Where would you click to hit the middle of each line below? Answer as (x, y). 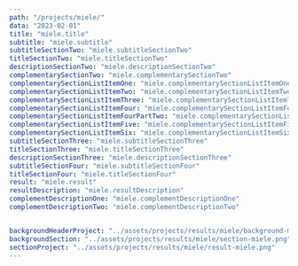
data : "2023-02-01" (45, 26)
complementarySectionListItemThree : (77, 100)
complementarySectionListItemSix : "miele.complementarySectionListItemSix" (152, 133)
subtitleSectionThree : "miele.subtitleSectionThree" (109, 141)
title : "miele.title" (49, 34)
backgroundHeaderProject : (57, 231)
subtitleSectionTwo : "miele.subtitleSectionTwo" (101, 51)
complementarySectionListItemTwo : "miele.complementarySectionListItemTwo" (152, 91)
